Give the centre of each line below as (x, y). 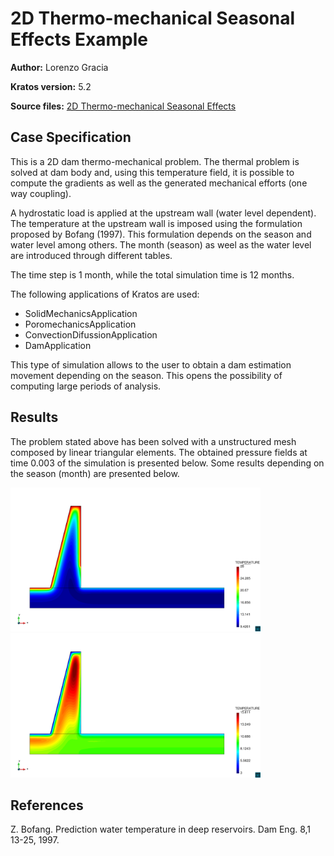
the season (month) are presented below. (95, 473)
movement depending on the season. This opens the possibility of (146, 375)
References (47, 805)
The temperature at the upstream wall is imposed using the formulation (156, 223)
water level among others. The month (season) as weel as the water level (161, 244)
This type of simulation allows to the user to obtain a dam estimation (151, 364)
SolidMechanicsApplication (81, 313)
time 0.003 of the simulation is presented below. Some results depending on (167, 463)
